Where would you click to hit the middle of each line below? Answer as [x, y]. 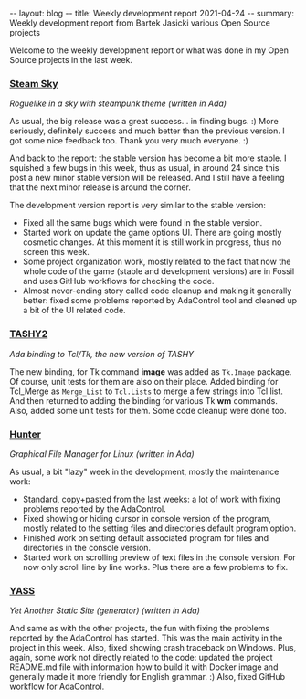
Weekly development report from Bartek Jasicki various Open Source [140, 23]
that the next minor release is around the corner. [100, 187]
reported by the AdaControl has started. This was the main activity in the [146, 638]
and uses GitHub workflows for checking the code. [118, 281]
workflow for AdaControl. [57, 687]
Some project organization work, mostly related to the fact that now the [157, 262]
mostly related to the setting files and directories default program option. [159, 528]
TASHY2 [29, 334]
